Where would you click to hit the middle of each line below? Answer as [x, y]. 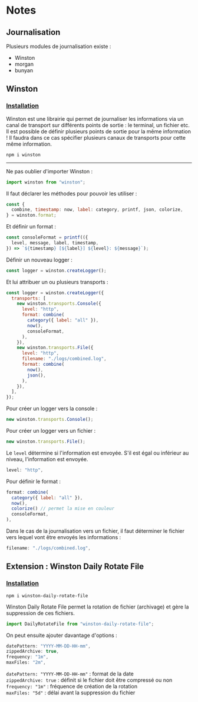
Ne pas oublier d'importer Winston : [49, 171]
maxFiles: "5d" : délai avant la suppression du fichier [71, 693]
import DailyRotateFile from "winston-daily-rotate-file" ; [80, 624]
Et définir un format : [31, 227]
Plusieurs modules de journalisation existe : [59, 46]
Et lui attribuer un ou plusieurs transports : [57, 282]
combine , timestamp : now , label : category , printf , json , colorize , [97, 210]
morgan [24, 64]
